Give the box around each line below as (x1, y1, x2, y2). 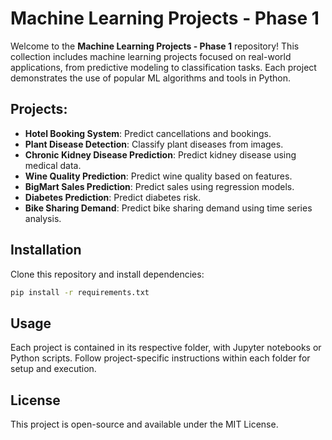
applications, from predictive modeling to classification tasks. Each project (10, 61, 317, 73)
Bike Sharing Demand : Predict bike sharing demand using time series (24, 202, 313, 214)
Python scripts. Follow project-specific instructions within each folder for (10, 352, 311, 364)
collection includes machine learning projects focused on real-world (10, 50, 292, 62)
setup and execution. (10, 363, 97, 375)
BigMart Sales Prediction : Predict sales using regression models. (24, 180, 295, 192)
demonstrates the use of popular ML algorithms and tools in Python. (10, 72, 291, 84)
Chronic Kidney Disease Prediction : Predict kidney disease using (24, 148, 297, 161)
